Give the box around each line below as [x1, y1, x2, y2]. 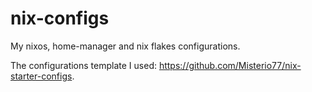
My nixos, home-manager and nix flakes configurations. [10, 40, 241, 52]
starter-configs [10, 70, 73, 82]
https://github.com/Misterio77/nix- [158, 59, 302, 71]
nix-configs [10, 7, 110, 30]
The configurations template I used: [10, 59, 157, 71]
